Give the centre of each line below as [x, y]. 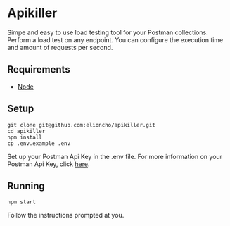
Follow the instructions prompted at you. [66, 215]
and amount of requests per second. [60, 47]
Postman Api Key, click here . [49, 164]
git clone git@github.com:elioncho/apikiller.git [82, 125]
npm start [22, 202]
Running [26, 186]
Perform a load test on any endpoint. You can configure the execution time [115, 39]
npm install [25, 137]
